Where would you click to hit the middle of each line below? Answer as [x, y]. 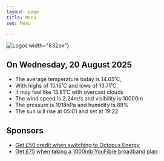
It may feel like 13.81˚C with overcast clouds [69, 92]
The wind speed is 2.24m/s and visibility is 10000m [79, 99]
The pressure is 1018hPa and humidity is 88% [72, 105]
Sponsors [25, 130]
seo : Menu [19, 23]
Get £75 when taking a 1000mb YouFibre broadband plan [86, 151]
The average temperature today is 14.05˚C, [68, 79]
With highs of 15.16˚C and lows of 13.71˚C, [66, 86]
